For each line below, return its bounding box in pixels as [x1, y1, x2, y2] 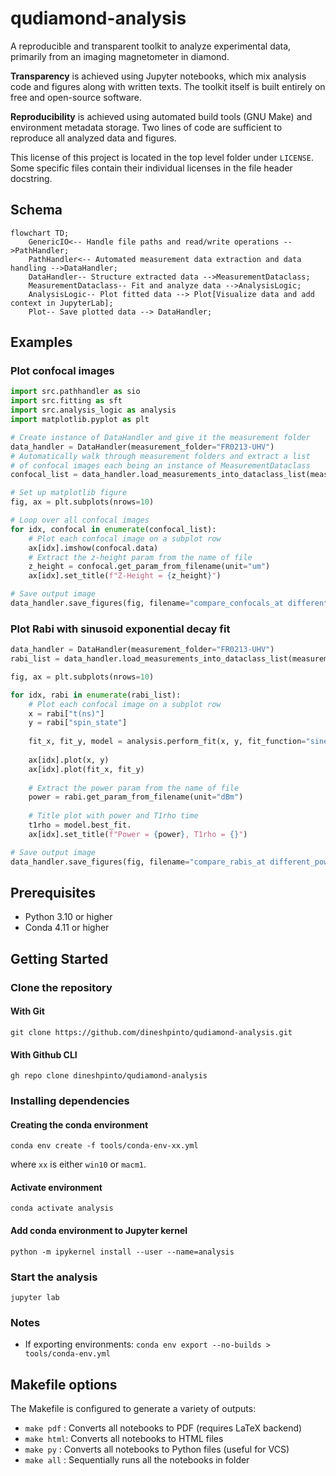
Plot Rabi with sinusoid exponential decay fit [10, 622, 231, 636]
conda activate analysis [10, 1203, 114, 1214]
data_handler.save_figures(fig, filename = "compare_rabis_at [10, 857, 267, 867]
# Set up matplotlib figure [10, 488, 128, 498]
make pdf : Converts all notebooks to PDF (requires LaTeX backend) [24, 1422, 303, 1434]
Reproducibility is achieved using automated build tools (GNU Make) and [10, 110, 313, 122]
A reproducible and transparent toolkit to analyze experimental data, [10, 40, 292, 52]
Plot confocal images [10, 364, 115, 378]
